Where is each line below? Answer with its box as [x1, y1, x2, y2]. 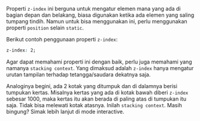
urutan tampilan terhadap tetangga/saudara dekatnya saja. [6, 71, 151, 78]
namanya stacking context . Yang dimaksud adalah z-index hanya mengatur [6, 64, 194, 71]
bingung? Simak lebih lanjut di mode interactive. [6, 108, 125, 115]
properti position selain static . [6, 24, 84, 31]
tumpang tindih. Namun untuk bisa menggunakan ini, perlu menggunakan [6, 18, 187, 25]
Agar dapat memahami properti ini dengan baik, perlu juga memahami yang [6, 58, 193, 65]
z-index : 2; [6, 47, 36, 53]
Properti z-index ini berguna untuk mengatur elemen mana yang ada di [6, 5, 181, 12]
